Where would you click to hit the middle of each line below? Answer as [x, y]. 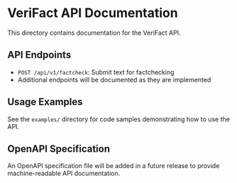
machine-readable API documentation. [64, 173]
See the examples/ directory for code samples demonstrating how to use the [119, 119]
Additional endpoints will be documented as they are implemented [114, 79]
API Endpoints [39, 55]
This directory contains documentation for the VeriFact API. [94, 33]
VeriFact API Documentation [93, 13]
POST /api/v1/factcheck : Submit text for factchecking [96, 72]
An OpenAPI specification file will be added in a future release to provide [114, 166]
